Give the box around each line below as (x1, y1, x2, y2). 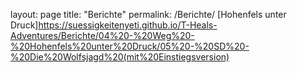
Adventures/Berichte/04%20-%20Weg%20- (10, 30, 195, 41)
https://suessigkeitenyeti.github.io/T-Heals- (38, 19, 218, 31)
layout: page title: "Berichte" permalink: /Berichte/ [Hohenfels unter (10, 9, 287, 20)
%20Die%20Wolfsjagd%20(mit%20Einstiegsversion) (10, 51, 230, 63)
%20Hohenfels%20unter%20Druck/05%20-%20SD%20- (10, 40, 250, 52)
